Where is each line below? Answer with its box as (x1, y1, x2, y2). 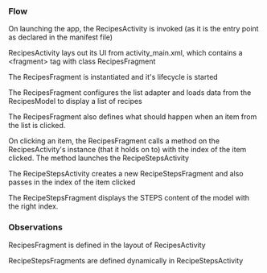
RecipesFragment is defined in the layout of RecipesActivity (8, 240, 207, 250)
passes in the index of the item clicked (8, 177, 136, 187)
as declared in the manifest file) (8, 32, 113, 42)
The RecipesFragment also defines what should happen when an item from (8, 112, 257, 122)
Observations (8, 221, 63, 233)
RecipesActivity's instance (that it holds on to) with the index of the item (8, 145, 247, 155)
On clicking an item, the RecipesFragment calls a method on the (8, 136, 220, 146)
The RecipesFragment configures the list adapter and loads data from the (8, 88, 252, 97)
